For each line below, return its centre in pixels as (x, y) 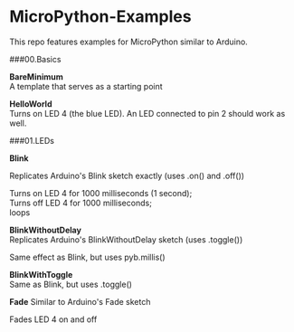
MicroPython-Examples (100, 17)
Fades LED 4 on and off (53, 319)
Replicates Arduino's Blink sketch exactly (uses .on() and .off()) (127, 175)
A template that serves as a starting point (86, 86)
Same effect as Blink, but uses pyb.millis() (87, 257)
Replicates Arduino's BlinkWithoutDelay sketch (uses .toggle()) (126, 239)
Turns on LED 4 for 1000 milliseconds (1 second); (101, 193)
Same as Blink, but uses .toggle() (71, 284)
